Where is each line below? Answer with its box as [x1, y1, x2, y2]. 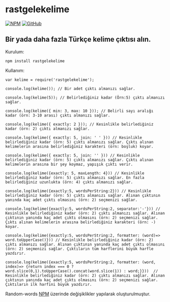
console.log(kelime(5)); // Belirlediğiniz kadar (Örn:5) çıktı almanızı [5, 95, 165, 100]
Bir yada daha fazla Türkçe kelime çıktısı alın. [5, 35, 151, 44]
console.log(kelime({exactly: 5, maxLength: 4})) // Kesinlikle [5, 170, 145, 176]
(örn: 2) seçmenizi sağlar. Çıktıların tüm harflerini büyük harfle [5, 246, 154, 251]
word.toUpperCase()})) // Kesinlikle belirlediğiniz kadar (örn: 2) [5, 237, 154, 243]
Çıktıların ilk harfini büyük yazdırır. [5, 282, 93, 287]
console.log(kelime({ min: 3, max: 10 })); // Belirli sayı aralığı [5, 108, 154, 113]
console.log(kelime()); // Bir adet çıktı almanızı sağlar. [5, 86, 136, 91]
